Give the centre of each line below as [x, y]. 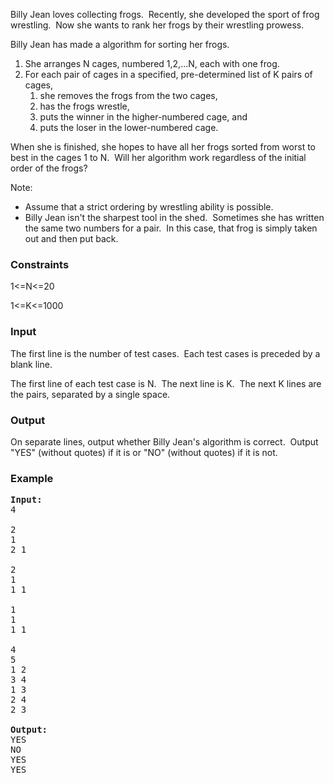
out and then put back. [71, 238]
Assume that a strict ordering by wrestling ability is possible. [149, 207]
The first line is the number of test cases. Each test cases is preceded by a [165, 353]
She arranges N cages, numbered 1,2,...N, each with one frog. [152, 63]
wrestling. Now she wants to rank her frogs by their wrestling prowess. [157, 25]
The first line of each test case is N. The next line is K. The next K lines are [166, 383]
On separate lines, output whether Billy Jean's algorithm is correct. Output [164, 441]
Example [32, 478]
